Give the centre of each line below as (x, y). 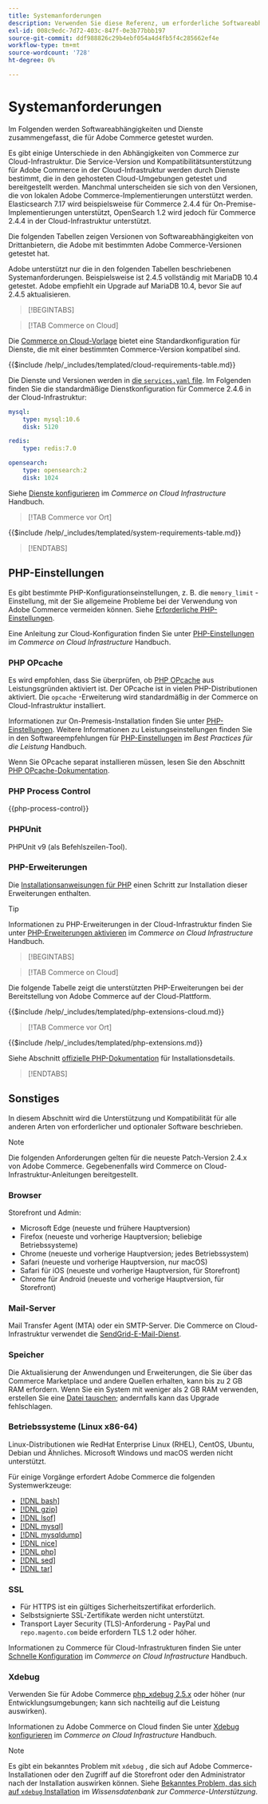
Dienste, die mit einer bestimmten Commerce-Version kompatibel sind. (124, 349)
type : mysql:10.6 (51, 419)
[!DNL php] (38, 1551)
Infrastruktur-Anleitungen (50, 1174)
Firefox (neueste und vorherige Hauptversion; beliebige (111, 1237)
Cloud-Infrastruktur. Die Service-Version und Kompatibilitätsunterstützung (130, 161)
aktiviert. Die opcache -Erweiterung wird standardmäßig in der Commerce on (133, 697)
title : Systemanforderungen (55, 16)
